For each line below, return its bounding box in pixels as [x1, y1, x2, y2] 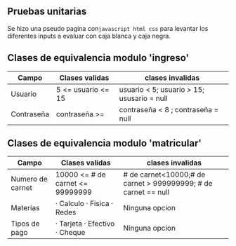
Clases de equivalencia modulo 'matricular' [7, 137, 202, 149]
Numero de [11, 175, 48, 184]
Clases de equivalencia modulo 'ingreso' [7, 52, 190, 64]
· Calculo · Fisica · [55, 199, 114, 209]
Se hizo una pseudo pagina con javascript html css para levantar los [7, 24, 209, 32]
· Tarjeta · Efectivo [55, 219, 115, 228]
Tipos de [11, 219, 40, 228]
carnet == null [123, 187, 170, 197]
